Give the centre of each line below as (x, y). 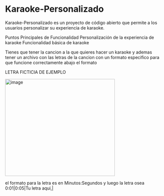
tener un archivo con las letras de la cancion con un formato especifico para (82, 57)
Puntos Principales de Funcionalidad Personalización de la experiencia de (80, 37)
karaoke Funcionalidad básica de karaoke (47, 42)
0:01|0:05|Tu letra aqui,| (29, 188)
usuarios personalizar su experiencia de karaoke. (55, 28)
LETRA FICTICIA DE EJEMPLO (36, 72)
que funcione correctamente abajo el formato (51, 62)
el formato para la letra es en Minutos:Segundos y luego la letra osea (75, 183)
